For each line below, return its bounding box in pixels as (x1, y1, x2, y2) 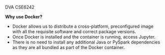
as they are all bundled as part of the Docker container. (12, 45, 125, 50)
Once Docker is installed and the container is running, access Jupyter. (12, 34, 156, 40)
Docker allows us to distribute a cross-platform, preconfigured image (12, 23, 154, 29)
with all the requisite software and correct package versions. (12, 29, 136, 34)
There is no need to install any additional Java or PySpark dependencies (12, 39, 160, 45)
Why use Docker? (5, 14, 43, 19)
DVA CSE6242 (5, 4, 35, 10)
